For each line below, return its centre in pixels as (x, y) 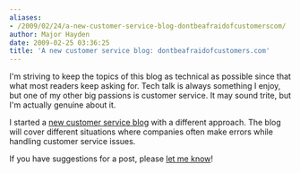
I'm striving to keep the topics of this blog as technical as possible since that (150, 76)
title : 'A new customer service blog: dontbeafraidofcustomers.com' (140, 51)
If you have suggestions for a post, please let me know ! (111, 159)
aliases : (26, 17)
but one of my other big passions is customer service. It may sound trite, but (150, 96)
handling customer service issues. (73, 142)
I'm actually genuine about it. (63, 105)
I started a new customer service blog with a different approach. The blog (146, 123)
